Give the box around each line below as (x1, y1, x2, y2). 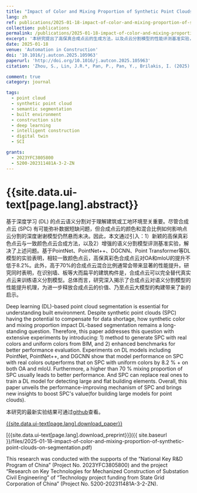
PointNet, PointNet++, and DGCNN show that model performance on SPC (6, 353, 184, 360)
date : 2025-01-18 (6, 42, 49, 47)
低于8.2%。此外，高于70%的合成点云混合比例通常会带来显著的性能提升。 (6, 262, 184, 269)
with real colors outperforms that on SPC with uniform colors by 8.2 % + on (6, 359, 189, 366)
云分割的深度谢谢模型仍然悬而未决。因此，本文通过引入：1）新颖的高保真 (6, 233, 183, 240)
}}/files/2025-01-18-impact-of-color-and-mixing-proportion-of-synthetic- (6, 438, 185, 445)
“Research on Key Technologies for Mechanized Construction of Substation (6, 468, 189, 475)
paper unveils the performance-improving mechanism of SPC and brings (6, 384, 182, 391)
